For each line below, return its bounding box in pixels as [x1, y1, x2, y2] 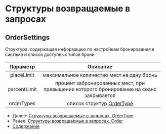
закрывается [84, 92, 116, 99]
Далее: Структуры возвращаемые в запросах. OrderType [12, 113, 134, 119]
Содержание [12, 123, 40, 129]
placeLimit [10, 72, 35, 78]
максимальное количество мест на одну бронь [42, 72, 157, 78]
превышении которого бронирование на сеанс [43, 86, 157, 92]
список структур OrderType [66, 100, 133, 107]
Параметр [9, 63, 35, 70]
